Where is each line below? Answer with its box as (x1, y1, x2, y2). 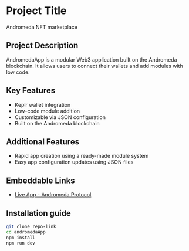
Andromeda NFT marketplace (6, 23, 78, 30)
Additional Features (6, 137, 80, 147)
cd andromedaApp (6, 229, 46, 235)
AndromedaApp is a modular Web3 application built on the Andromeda (6, 56, 177, 63)
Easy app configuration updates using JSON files (14, 158, 134, 165)
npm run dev (6, 240, 35, 246)
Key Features (6, 86, 56, 96)
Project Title (6, 4, 67, 18)
